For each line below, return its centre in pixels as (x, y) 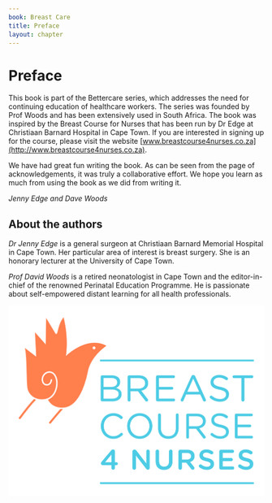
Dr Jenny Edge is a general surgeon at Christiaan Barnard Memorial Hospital (136, 244)
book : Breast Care (39, 17)
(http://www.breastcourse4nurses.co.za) (77, 150)
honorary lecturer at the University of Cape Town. (91, 261)
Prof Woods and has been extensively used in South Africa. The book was (133, 115)
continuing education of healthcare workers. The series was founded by (129, 106)
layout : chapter (36, 34)
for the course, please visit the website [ (76, 141)
